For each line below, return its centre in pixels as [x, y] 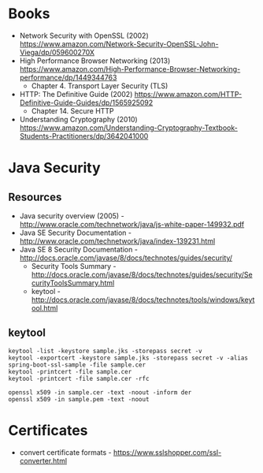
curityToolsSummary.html [73, 283]
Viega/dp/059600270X [57, 52]
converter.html [43, 460]
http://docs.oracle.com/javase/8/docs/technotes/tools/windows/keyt [143, 300]
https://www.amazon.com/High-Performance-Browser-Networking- [130, 69]
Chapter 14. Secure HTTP [72, 110]
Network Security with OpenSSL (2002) [84, 35]
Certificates [48, 430]
